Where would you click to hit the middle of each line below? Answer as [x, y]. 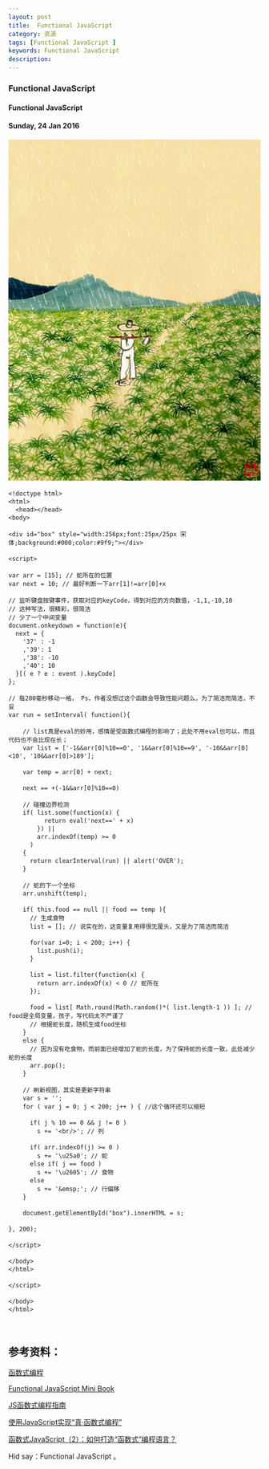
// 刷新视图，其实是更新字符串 [67, 1090]
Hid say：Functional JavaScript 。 [64, 1456]
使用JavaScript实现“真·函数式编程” [65, 1422]
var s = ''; [42, 1098]
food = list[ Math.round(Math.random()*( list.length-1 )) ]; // [141, 1007]
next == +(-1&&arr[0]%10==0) [71, 788]
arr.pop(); [48, 1065]
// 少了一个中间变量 [38, 617]
